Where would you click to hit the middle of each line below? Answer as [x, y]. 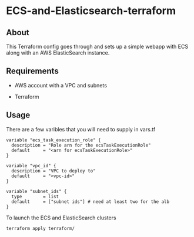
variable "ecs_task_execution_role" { [53, 140]
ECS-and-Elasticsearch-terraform [91, 11]
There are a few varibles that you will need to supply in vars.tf [81, 129]
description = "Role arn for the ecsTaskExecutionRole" [81, 145]
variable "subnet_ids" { [36, 191]
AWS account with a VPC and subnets [61, 85]
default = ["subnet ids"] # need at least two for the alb [90, 202]
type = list [35, 197]
